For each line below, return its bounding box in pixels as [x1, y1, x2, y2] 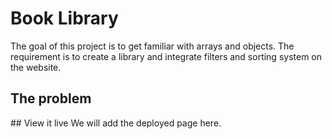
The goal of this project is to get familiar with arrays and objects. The [10, 40, 295, 52]
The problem [10, 90, 92, 107]
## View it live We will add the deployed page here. [10, 117, 222, 129]
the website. [10, 61, 62, 73]
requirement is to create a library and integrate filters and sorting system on [10, 50, 323, 62]
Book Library [10, 7, 119, 30]
